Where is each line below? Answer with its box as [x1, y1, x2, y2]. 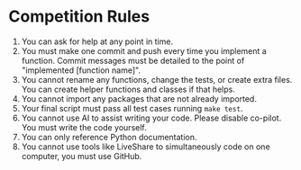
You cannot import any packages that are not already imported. [21, 93, 258, 104]
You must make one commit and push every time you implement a [21, 45, 267, 56]
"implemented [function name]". [21, 65, 141, 76]
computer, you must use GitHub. [21, 150, 142, 161]
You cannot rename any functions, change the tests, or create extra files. [21, 74, 293, 85]
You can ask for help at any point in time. [21, 36, 173, 47]
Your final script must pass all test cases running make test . [21, 103, 243, 113]
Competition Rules [8, 6, 150, 27]
